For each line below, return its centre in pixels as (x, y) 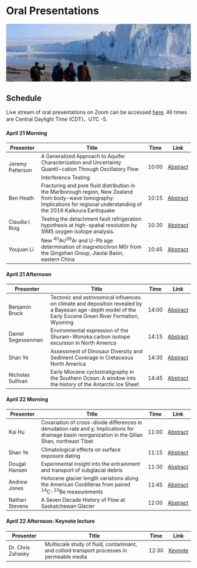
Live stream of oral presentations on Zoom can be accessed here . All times (97, 112)
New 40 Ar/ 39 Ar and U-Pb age (77, 240)
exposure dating (60, 455)
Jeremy (18, 164)
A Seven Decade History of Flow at (83, 499)
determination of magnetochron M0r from (91, 246)
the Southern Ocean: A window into (93, 378)
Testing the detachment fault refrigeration (91, 219)
